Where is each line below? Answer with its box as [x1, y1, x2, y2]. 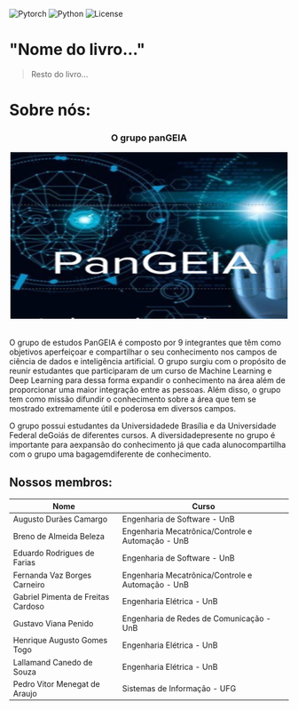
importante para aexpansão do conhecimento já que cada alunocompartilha [9, 440, 286, 451]
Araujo [12, 688, 37, 698]
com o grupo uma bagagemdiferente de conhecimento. [9, 449, 211, 459]
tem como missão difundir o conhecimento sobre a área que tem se [9, 394, 257, 404]
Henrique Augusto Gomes [12, 635, 108, 646]
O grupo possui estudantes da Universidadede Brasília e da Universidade [9, 420, 277, 431]
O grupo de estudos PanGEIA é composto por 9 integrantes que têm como [9, 338, 282, 348]
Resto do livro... [30, 68, 89, 79]
